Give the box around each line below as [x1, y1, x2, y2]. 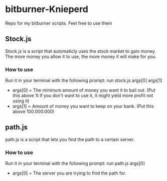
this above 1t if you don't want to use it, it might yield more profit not [12, 93, 153, 99]
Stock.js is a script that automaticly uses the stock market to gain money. [5, 48, 156, 54]
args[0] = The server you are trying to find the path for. [12, 170, 126, 176]
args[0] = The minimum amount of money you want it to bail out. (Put [12, 87, 155, 94]
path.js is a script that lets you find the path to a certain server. [5, 136, 134, 142]
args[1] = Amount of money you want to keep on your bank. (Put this [12, 103, 154, 109]
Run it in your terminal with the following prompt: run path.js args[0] [5, 160, 145, 166]
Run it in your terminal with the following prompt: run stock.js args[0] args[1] [5, 77, 162, 83]
